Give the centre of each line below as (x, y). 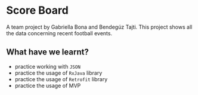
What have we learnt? (48, 52)
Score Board (37, 10)
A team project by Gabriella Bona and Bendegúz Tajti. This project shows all (99, 27)
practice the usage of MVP (48, 85)
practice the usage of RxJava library (58, 73)
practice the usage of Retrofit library (61, 79)
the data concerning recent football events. (59, 33)
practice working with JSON (47, 66)
